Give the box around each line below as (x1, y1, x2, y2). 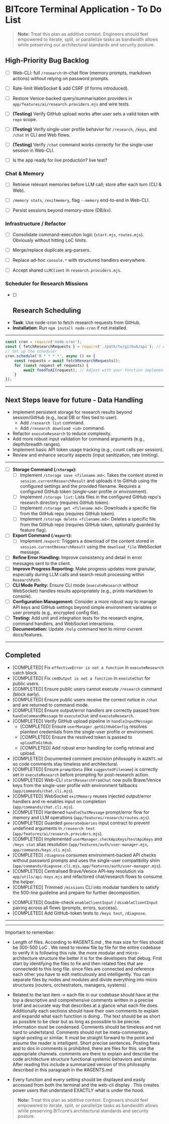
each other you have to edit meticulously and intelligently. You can (12, 971, 150, 977)
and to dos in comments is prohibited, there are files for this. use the (12, 1045, 154, 1051)
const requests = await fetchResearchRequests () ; (14, 358, 121, 363)
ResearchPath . (12, 577, 41, 583)
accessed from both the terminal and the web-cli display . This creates (12, 1082, 159, 1088)
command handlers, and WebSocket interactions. (12, 621, 115, 627)
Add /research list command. (20, 420, 85, 426)
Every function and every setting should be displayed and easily (12, 1076, 146, 1083)
